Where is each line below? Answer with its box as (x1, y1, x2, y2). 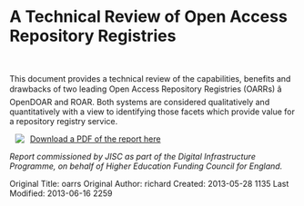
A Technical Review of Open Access (9, 6, 289, 27)
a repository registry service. (9, 115, 118, 126)
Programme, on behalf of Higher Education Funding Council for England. (9, 161, 283, 172)
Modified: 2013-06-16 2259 (9, 188, 113, 199)
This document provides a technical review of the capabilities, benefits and (9, 73, 291, 83)
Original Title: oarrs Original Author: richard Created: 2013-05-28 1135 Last (9, 178, 289, 189)
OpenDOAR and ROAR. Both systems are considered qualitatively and (9, 96, 270, 107)
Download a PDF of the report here (30, 133, 161, 144)
